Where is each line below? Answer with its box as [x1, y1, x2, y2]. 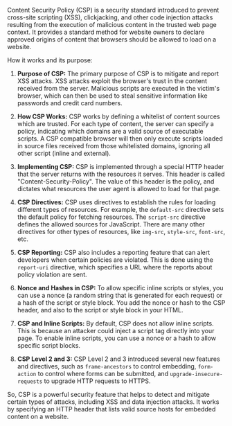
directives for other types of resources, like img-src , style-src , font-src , [17, 228, 226, 236]
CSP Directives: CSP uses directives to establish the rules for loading [17, 198, 216, 206]
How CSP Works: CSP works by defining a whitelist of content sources [17, 112, 220, 121]
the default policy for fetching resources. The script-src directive [17, 213, 206, 221]
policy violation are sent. [17, 270, 87, 278]
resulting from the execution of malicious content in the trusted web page [7, 21, 217, 28]
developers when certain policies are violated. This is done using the [17, 256, 213, 264]
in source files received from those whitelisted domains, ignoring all [17, 142, 211, 150]
